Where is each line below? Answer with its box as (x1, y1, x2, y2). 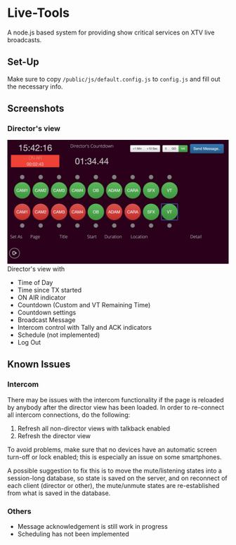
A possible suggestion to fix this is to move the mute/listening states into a (7, 466, 223, 475)
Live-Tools (7, 5, 70, 21)
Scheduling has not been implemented (17, 530, 130, 538)
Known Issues (7, 359, 71, 371)
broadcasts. (7, 35, 42, 44)
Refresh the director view (17, 431, 91, 440)
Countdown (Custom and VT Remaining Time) (17, 300, 151, 309)
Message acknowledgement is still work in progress (17, 522, 169, 530)
